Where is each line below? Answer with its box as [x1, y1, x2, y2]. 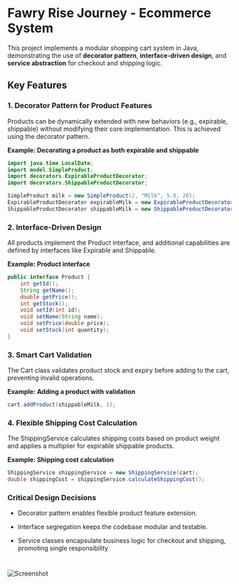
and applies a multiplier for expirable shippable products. [7, 442, 174, 450]
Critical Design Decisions [7, 492, 97, 502]
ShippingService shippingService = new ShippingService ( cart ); [7, 469, 199, 477]
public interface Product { [7, 274, 91, 281]
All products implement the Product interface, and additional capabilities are [7, 238, 230, 247]
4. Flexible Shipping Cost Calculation [7, 418, 137, 428]
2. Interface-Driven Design [7, 222, 102, 232]
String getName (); [20, 287, 75, 294]
